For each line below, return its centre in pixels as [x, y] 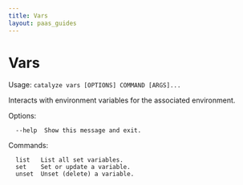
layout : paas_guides [43, 23]
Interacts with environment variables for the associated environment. [122, 100]
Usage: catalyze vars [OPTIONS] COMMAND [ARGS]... [95, 85]
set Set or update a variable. [73, 167]
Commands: [28, 146]
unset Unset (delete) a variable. [75, 174]
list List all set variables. [70, 160]
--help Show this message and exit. [79, 131]
